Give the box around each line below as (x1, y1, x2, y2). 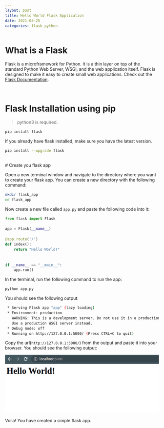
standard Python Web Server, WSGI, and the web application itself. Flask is (5, 66, 156, 72)
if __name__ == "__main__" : (5, 263, 62, 267)
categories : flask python (5, 23, 58, 28)
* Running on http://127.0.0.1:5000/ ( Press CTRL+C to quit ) (7, 331, 134, 336)
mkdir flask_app (5, 192, 38, 197)
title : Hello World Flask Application (5, 13, 84, 18)
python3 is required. (17, 120, 58, 125)
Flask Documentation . (5, 77, 49, 82)
